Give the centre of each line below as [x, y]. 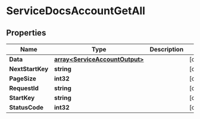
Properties [26, 33]
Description [167, 49]
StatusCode [26, 107]
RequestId [24, 88]
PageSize [23, 78]
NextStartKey [29, 69]
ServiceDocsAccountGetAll [76, 11]
